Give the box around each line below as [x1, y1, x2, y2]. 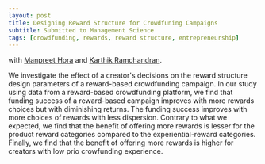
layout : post [8, 11, 52, 20]
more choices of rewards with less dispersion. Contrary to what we [8, 113, 228, 123]
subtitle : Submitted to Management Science [8, 26, 155, 34]
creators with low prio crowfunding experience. [8, 147, 163, 156]
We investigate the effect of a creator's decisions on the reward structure [8, 71, 248, 80]
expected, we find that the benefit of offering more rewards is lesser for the [8, 121, 255, 131]
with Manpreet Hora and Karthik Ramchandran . [8, 55, 163, 65]
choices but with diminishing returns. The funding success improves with [8, 105, 248, 114]
